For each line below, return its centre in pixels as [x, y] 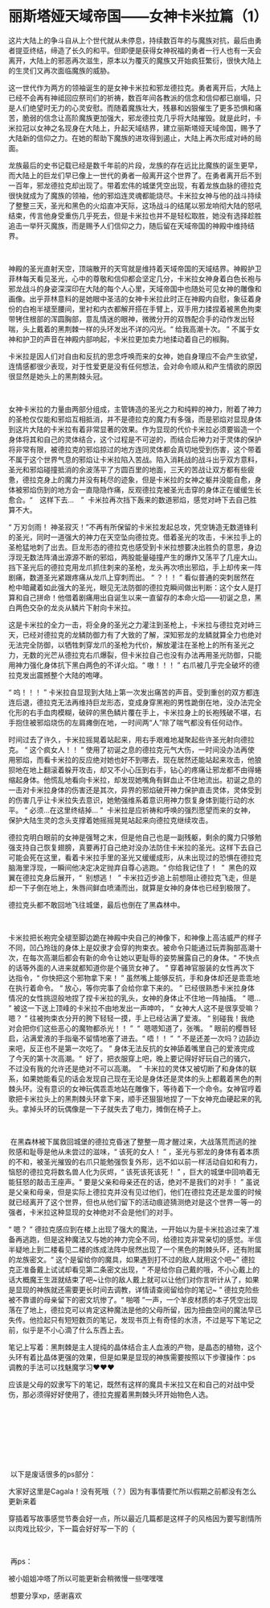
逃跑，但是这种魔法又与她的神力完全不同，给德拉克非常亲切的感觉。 [135, 1239]
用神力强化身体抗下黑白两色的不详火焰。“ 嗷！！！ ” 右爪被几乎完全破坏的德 [134, 665]
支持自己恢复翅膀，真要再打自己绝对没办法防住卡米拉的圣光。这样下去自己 [138, 847]
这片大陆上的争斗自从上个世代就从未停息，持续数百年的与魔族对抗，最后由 [131, 40]
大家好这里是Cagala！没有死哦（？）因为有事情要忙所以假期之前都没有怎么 [133, 1491]
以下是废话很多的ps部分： [53, 1474]
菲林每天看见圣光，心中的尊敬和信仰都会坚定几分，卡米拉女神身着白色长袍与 [135, 278]
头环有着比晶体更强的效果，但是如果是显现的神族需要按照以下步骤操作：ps [132, 1357]
